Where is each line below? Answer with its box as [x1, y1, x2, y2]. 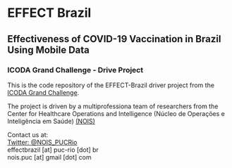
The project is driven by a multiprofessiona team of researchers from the [7, 102, 219, 110]
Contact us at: [7, 130, 48, 138]
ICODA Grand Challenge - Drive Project [7, 65, 143, 75]
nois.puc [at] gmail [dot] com [7, 153, 92, 161]
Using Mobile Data [7, 44, 90, 56]
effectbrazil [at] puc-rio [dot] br [7, 146, 99, 154]
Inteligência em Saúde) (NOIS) [7, 117, 95, 125]
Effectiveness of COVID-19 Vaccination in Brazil [7, 33, 221, 45]
